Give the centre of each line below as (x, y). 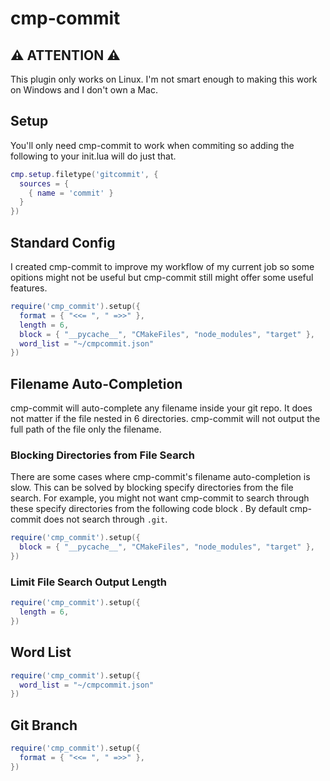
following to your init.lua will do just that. (93, 156)
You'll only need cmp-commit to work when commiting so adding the (152, 145)
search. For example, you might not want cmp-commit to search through (160, 498)
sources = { (44, 183)
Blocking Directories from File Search (102, 455)
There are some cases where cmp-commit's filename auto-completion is (160, 477)
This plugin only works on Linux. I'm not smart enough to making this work (164, 79)
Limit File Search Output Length (88, 582)
